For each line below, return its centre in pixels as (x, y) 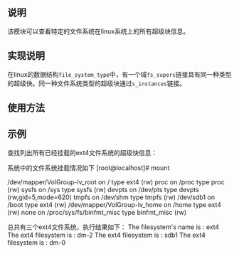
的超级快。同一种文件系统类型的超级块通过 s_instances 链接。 (97, 83)
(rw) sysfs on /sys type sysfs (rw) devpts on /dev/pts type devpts (103, 189)
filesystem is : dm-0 (37, 242)
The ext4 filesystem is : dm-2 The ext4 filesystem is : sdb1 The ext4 (107, 235)
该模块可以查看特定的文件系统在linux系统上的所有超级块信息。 (99, 31)
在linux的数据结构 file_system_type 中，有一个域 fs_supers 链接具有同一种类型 (119, 74)
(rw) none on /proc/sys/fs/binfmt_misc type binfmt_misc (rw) (97, 212)
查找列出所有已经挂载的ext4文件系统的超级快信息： (83, 152)
